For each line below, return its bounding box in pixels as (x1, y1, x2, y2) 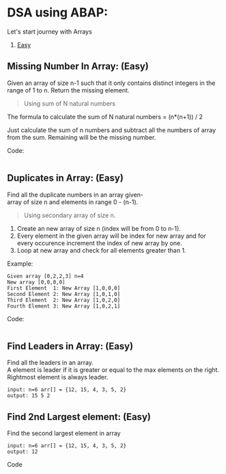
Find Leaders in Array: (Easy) (7, 340, 134, 352)
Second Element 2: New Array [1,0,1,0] (7, 290, 121, 297)
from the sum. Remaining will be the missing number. (7, 133, 156, 141)
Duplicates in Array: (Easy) (7, 173, 124, 184)
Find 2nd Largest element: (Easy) (7, 411, 152, 423)
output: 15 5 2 (7, 392, 51, 399)
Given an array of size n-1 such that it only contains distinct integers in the (7, 79, 216, 87)
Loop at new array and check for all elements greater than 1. (16, 246, 186, 254)
